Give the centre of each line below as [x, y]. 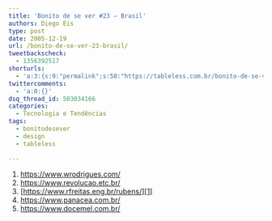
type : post [27, 31]
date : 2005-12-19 [38, 38]
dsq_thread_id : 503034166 [52, 99]
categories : [28, 106]
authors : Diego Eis [41, 23]
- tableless [36, 144]
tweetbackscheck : [38, 53]
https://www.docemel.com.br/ [70, 208]
